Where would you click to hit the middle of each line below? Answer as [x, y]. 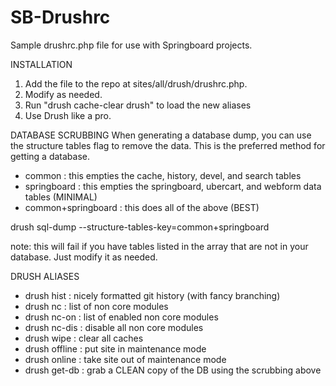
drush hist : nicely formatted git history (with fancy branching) [152, 295]
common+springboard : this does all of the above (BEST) [142, 207]
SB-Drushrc [60, 17]
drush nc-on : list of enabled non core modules [121, 317]
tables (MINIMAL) [61, 197]
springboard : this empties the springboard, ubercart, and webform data [173, 186]
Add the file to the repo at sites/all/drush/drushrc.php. [136, 83]
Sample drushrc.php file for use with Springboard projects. [131, 45]
